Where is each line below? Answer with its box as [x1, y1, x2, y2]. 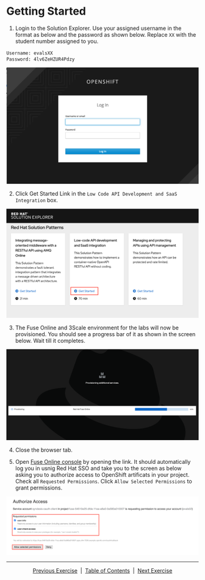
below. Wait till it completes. [15, 337, 85, 344]
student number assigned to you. [15, 37, 99, 45]
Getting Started [6, 4, 87, 18]
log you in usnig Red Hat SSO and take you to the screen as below [15, 464, 182, 472]
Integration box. [15, 196, 58, 204]
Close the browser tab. [15, 446, 73, 453]
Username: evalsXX [6, 50, 53, 56]
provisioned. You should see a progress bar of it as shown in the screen [15, 330, 196, 337]
